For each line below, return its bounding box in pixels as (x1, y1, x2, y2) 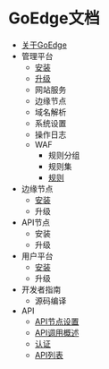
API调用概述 (34, 327, 80, 338)
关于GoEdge (21, 39, 68, 50)
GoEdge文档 (8, 8, 100, 29)
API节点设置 (34, 315, 80, 327)
